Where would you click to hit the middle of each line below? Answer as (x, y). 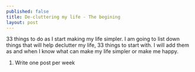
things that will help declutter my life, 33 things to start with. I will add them (98, 45)
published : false (28, 11)
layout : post (22, 22)
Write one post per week (45, 63)
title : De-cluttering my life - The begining (63, 17)
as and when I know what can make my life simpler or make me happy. (92, 52)
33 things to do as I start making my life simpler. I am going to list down (93, 39)
